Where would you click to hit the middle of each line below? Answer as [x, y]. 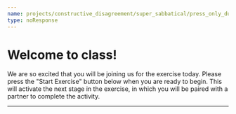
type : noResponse [33, 20]
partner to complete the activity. [54, 97]
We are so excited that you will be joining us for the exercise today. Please [114, 74]
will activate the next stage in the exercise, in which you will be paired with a [118, 89]
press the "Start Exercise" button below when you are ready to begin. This [115, 82]
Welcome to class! [62, 55]
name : [15, 14]
